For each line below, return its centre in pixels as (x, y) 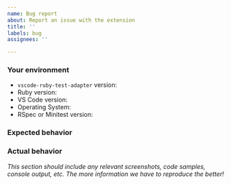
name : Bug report (32, 14)
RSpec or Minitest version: (55, 115)
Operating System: (44, 107)
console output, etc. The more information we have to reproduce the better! (116, 174)
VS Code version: (42, 100)
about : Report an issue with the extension (71, 20)
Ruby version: (37, 92)
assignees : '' (28, 40)
